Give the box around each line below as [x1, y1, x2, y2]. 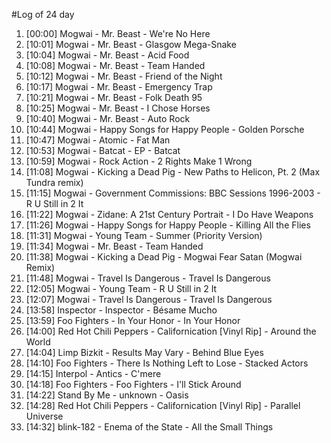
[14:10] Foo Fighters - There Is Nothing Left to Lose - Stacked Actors [25, 357, 309, 369]
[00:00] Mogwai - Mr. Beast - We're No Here [25, 28, 211, 39]
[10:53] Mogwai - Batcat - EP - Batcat [25, 145, 181, 156]
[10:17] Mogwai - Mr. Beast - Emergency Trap [25, 81, 213, 93]
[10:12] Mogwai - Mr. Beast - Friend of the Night [25, 70, 223, 82]
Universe [25, 410, 64, 422]
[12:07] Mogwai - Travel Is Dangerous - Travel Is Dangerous [25, 294, 273, 305]
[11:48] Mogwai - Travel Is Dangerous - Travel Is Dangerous [25, 272, 271, 284]
